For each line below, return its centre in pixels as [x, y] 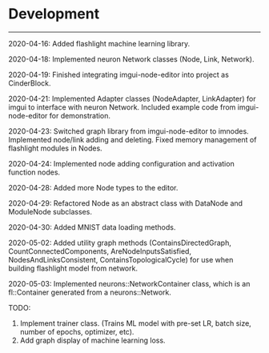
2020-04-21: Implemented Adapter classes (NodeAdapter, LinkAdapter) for [132, 98]
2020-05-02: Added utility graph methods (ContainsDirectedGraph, [120, 243]
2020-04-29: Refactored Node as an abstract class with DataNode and [125, 203]
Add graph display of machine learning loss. [92, 340]
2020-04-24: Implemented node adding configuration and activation [121, 163]
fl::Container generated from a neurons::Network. [90, 292]
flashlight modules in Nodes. [55, 148]
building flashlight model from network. [73, 268]
